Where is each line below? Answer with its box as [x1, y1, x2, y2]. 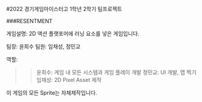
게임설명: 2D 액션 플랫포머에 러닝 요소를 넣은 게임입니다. [6, 30, 140, 37]
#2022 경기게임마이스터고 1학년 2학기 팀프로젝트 [6, 5, 123, 12]
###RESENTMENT [6, 18, 53, 24]
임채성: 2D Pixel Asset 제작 [36, 76, 102, 83]
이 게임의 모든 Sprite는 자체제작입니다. [6, 89, 98, 96]
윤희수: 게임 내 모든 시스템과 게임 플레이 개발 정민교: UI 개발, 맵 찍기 [36, 69, 197, 76]
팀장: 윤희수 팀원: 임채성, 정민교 [6, 43, 81, 50]
